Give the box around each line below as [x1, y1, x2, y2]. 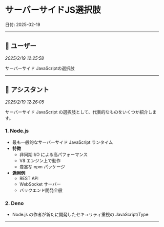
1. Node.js [5, 128, 29, 135]
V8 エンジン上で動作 [19, 158, 61, 163]
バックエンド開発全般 [19, 187, 62, 193]
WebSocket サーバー [19, 181, 61, 187]
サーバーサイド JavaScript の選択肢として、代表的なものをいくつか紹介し [5, 109, 153, 115]
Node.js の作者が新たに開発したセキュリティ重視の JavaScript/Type [12, 211, 149, 218]
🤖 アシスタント [5, 86, 49, 94]
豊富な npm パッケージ [19, 163, 65, 169]
